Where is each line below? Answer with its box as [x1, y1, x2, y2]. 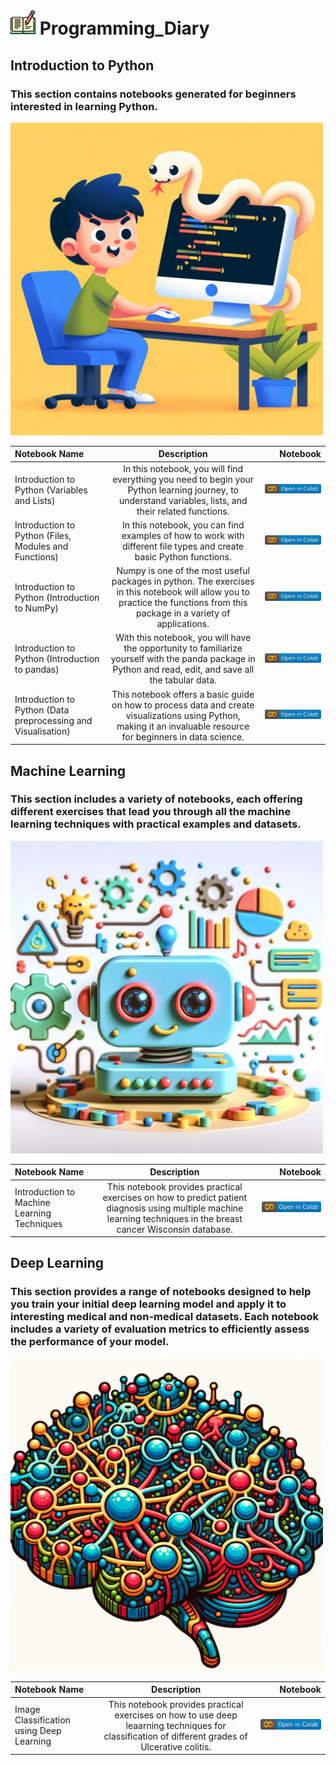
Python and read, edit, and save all [112, 664, 255, 676]
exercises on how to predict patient [102, 1191, 248, 1203]
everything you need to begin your [112, 473, 255, 485]
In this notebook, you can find [121, 519, 245, 531]
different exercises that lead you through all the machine [10, 805, 292, 819]
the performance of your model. [10, 1335, 170, 1349]
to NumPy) [14, 602, 59, 614]
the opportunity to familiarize [123, 642, 243, 654]
